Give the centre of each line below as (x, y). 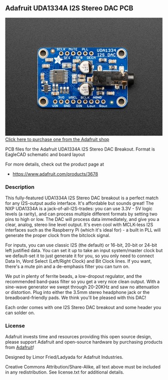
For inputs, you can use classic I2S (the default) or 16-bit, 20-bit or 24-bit (81, 245)
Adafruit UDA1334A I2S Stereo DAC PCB (69, 8)
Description (20, 187)
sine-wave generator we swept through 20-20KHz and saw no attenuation (82, 287)
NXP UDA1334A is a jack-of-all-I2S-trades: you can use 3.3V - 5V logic (79, 209)
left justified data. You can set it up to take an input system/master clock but (84, 251)
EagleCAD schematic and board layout (45, 154)
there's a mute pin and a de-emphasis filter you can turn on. (67, 267)
